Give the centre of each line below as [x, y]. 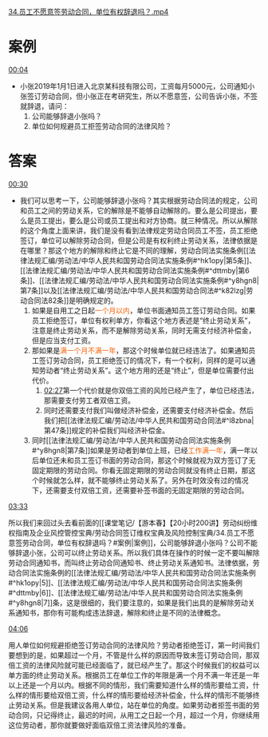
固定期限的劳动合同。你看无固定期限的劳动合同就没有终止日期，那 [140, 470]
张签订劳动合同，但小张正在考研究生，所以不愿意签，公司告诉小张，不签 [138, 96]
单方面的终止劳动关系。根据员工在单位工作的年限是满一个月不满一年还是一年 [134, 675]
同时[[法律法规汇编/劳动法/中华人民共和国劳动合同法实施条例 [131, 440]
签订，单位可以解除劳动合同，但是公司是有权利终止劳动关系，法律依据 [135, 240]
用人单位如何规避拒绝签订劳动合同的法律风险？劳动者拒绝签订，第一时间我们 [134, 645]
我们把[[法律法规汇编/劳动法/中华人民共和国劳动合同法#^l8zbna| [149, 420]
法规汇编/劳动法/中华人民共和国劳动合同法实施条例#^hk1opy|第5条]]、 [142, 260]
